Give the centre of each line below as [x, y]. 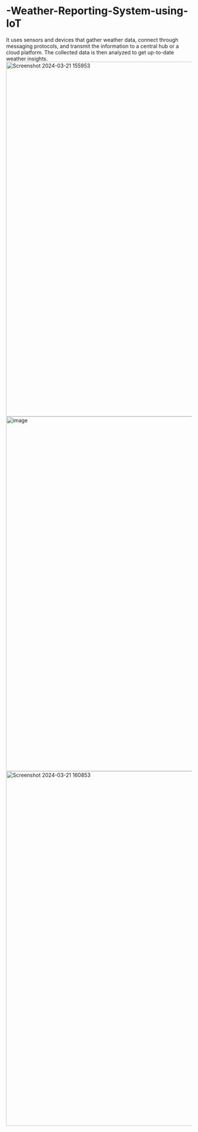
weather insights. [27, 59]
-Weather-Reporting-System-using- [97, 11]
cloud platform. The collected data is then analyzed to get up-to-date [90, 52]
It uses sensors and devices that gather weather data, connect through [92, 40]
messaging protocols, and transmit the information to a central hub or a [93, 46]
